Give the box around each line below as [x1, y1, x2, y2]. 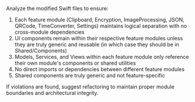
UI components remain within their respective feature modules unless [14, 35, 183, 41]
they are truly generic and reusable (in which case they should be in [14, 41, 179, 48]
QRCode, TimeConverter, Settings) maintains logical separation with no [14, 23, 187, 29]
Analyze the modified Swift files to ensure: [6, 5, 109, 12]
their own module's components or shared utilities [14, 59, 136, 66]
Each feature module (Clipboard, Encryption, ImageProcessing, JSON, [14, 16, 185, 23]
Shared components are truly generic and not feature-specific [14, 72, 166, 79]
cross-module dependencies [14, 29, 85, 36]
